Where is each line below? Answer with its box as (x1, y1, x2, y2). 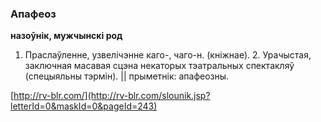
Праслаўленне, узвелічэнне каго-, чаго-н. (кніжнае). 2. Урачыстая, (24, 49, 312, 61)
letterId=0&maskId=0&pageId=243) (10, 100, 158, 112)
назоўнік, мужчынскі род (10, 30, 123, 42)
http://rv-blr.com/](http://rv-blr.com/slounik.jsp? (13, 90, 211, 102)
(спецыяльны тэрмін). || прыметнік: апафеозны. (24, 70, 230, 82)
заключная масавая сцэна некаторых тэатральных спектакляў (24, 60, 295, 72)
